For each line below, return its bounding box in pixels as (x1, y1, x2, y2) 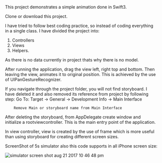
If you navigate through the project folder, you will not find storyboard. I (5, 86, 147, 91)
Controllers (12, 37, 35, 43)
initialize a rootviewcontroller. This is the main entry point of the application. (5, 119, 156, 125)
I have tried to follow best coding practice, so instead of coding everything (5, 23, 154, 29)
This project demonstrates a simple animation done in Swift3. (5, 4, 127, 10)
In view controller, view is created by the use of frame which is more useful (5, 129, 155, 134)
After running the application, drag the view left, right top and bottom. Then (5, 66, 155, 72)
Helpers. (12, 48, 29, 53)
